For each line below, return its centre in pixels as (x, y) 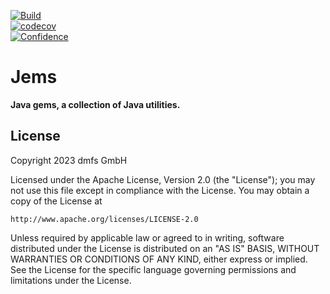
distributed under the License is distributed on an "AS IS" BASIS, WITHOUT (165, 248)
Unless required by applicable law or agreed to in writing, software (147, 237)
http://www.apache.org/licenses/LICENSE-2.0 (104, 219)
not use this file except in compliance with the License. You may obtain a (160, 190)
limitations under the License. (71, 280)
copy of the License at (56, 201)
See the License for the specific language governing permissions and (153, 269)
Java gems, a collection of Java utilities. (95, 104)
